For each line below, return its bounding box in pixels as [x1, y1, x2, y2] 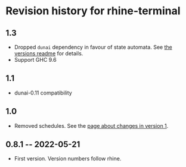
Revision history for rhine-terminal [5, 4, 181, 18]
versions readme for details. [14, 50, 83, 57]
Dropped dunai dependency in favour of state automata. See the [14, 43, 172, 51]
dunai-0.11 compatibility [14, 89, 72, 96]
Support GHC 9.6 [14, 56, 57, 63]
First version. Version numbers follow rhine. [14, 155, 122, 162]
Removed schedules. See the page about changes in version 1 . [14, 122, 169, 129]
